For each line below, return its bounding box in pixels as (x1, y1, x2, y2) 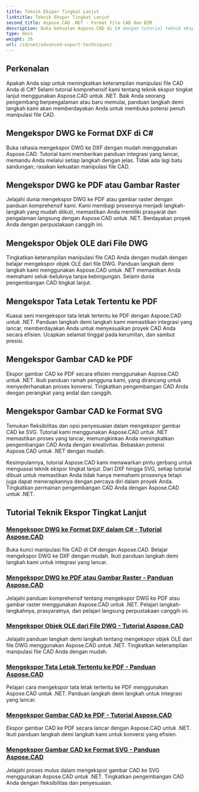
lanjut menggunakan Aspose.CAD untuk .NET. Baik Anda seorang (6, 92, 166, 99)
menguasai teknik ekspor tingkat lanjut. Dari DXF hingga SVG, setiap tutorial (6, 465, 191, 472)
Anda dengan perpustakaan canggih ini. (6, 221, 104, 228)
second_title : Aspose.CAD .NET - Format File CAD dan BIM (6, 20, 152, 26)
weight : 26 (6, 36, 33, 42)
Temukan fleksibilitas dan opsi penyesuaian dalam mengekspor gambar (6, 422, 181, 429)
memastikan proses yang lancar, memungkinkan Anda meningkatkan (6, 434, 175, 442)
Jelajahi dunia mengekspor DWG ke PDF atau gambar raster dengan (6, 196, 173, 203)
